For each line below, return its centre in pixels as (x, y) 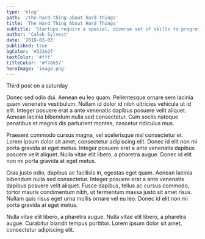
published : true (27, 46)
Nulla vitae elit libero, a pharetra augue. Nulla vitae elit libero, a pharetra (96, 217)
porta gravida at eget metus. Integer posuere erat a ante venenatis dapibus (101, 148)
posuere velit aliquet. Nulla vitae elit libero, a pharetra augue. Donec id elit (99, 154)
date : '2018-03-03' (31, 40)
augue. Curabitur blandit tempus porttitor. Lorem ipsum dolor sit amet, (94, 223)
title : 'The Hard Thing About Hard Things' (63, 23)
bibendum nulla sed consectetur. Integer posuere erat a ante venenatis (95, 179)
